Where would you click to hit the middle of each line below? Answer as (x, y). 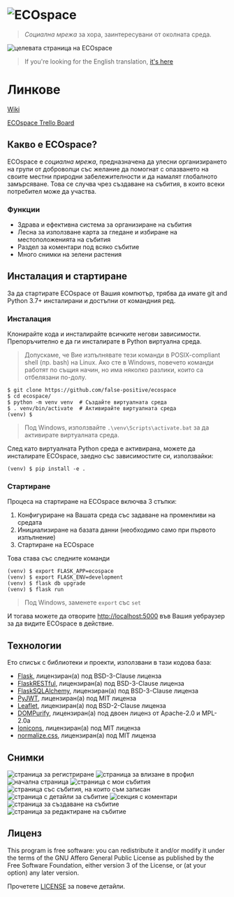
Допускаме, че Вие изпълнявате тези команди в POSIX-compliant (122, 355)
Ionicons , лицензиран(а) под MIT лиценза (79, 728)
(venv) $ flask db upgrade (46, 584)
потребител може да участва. (52, 191)
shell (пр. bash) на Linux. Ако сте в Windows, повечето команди (119, 362)
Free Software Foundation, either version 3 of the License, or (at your (107, 865)
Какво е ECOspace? (52, 144)
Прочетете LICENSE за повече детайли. (66, 886)
